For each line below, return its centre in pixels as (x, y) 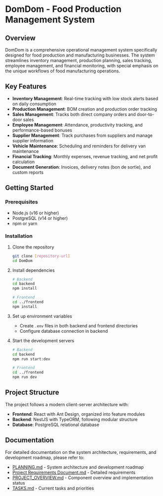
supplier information (33, 140)
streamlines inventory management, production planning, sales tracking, (79, 60)
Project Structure (32, 393)
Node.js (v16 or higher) (36, 213)
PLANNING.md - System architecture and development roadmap (78, 467)
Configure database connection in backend (64, 331)
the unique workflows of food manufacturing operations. (62, 71)
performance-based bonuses (42, 130)
